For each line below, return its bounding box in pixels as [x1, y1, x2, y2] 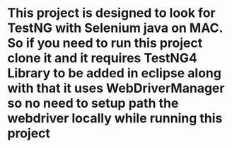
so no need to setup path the [7, 96, 179, 111]
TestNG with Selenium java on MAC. [7, 20, 223, 36]
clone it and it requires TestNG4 [7, 50, 198, 67]
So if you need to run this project [7, 35, 203, 51]
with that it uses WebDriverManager [7, 80, 225, 96]
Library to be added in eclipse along [7, 65, 221, 81]
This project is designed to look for [7, 5, 216, 21]
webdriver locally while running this [7, 110, 223, 127]
